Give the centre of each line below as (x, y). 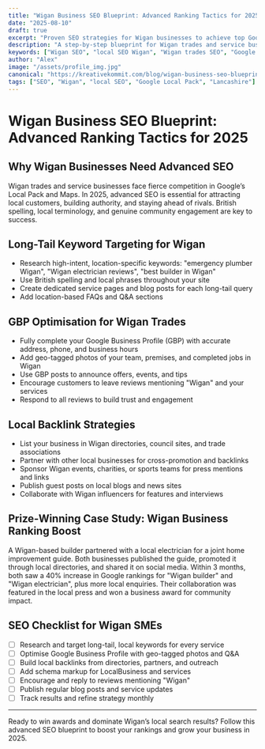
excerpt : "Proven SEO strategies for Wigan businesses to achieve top (127, 38)
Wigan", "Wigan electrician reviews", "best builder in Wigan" (118, 272)
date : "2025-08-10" (40, 23)
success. (23, 219)
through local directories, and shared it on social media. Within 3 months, (127, 567)
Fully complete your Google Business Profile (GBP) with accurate (125, 341)
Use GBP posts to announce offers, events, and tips (103, 374)
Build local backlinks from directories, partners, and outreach (119, 662)
